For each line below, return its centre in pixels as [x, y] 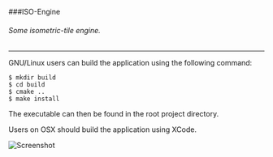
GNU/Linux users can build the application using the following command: [130, 63]
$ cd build [27, 85]
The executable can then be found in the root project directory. [114, 114]
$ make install [34, 99]
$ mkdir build [32, 78]
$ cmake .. [27, 92]
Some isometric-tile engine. [55, 30]
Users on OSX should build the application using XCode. [103, 129]
